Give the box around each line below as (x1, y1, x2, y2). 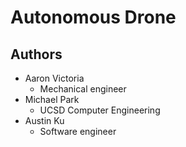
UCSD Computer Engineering (39, 104, 161, 116)
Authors (10, 46, 63, 63)
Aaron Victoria (24, 72, 85, 84)
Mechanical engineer (39, 83, 127, 95)
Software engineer (39, 126, 117, 137)
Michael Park (24, 94, 80, 105)
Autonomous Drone (10, 6, 177, 29)
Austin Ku (24, 115, 65, 126)
